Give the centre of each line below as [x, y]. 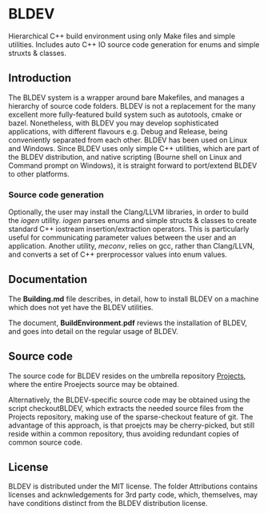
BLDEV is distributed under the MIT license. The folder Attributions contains [133, 486]
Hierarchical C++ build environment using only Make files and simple [122, 36]
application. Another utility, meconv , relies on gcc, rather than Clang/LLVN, [132, 246]
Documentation [48, 279]
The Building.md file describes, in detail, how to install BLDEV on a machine [134, 299]
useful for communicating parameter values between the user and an [122, 237]
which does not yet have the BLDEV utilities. [81, 307]
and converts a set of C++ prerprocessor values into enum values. [118, 255]
